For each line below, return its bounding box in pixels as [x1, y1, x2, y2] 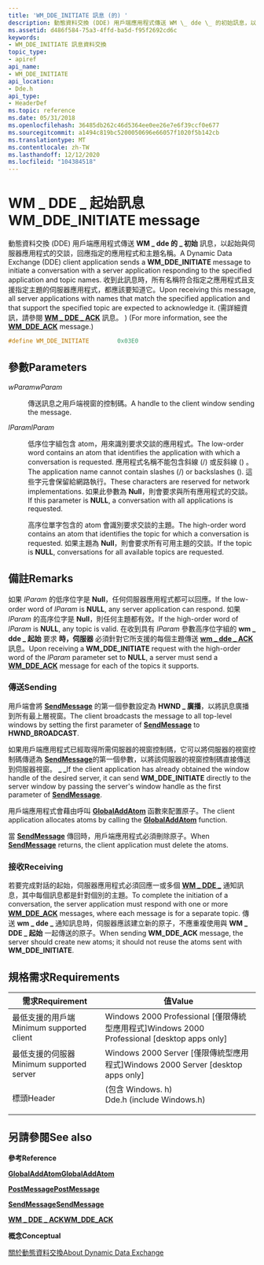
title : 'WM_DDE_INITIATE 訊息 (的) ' [8, 11, 128, 20]
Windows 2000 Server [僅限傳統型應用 [104, 1047, 249, 1058]
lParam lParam [8, 422, 55, 432]
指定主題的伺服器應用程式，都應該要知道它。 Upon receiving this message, [14, 285, 256, 295]
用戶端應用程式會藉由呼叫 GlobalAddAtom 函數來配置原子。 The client [8, 806, 236, 815]
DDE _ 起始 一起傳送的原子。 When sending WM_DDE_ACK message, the [8, 929, 244, 938]
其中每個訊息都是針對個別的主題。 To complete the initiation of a [21, 891, 229, 900]
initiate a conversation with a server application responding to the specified [8, 265, 252, 276]
